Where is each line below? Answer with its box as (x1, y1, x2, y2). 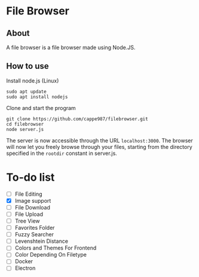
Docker (14, 258, 33, 265)
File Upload (14, 211, 44, 218)
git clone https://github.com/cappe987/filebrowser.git (6, 115, 148, 122)
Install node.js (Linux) (6, 77, 59, 84)
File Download (14, 203, 51, 211)
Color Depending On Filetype (14, 251, 87, 258)
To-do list (6, 171, 55, 184)
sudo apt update (6, 89, 47, 95)
